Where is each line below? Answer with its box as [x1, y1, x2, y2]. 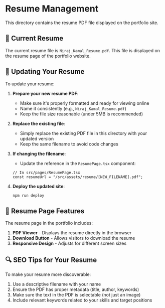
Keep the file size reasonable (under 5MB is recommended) [20, 111, 143, 117]
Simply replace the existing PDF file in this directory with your [20, 130, 147, 136]
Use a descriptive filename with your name [12, 281, 101, 287]
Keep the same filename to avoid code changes [20, 141, 119, 147]
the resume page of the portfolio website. [5, 53, 91, 59]
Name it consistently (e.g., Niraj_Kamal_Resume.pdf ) [20, 105, 127, 111]
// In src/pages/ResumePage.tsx [12, 170, 80, 175]
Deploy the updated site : [12, 183, 65, 189]
